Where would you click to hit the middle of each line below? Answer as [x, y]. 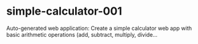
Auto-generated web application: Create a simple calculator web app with [99, 28]
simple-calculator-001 [64, 11]
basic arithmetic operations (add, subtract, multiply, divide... [82, 34]
